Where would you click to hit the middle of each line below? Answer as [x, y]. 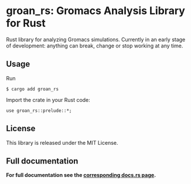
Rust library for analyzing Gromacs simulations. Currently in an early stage [96, 39]
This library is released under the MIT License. [62, 142]
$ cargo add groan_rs [33, 89]
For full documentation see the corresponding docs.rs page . [81, 175]
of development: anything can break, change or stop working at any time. [95, 46]
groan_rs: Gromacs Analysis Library [96, 11]
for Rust [26, 23]
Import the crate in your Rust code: [48, 100]
